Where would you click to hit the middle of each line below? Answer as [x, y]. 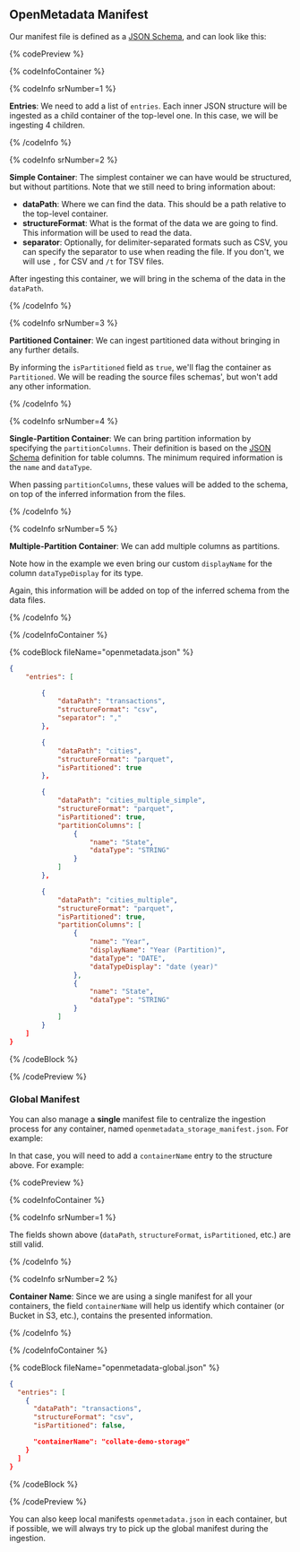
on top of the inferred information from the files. [98, 493]
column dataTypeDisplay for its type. [76, 572]
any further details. [44, 350]
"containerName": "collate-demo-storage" [111, 1442]
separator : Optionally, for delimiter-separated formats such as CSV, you [155, 242]
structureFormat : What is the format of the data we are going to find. [150, 222]
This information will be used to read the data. [107, 232]
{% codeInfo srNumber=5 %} [64, 528]
